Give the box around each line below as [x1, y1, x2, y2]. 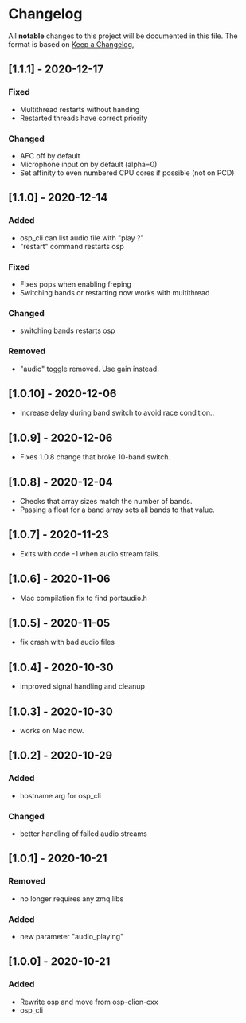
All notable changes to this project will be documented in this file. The [8, 31, 238, 41]
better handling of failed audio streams [19, 829, 147, 838]
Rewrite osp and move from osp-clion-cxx [19, 997, 158, 1006]
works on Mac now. [19, 726, 84, 735]
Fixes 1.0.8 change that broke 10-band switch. [19, 452, 171, 462]
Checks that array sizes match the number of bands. [19, 496, 193, 506]
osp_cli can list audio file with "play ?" [19, 232, 144, 243]
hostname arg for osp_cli [19, 791, 102, 800]
